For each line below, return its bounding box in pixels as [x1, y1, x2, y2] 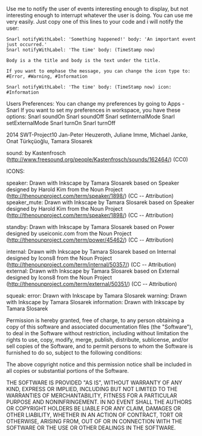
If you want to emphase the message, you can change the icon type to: [6, 68, 191, 74]
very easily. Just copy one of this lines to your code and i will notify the [6, 18, 183, 25]
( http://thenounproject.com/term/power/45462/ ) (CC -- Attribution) [6, 236, 174, 244]
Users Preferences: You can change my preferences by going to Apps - [6, 100, 185, 107]
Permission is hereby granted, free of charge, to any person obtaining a [6, 317, 184, 324]
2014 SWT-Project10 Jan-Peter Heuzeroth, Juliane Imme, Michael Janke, [6, 131, 188, 138]
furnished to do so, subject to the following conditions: [6, 349, 142, 356]
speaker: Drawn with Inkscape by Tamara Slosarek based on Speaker [6, 179, 180, 186]
